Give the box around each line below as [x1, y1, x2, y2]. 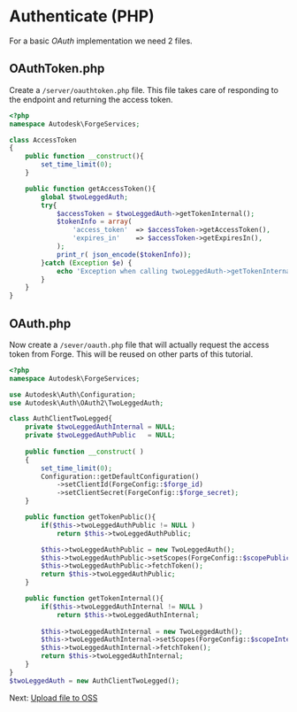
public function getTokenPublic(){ [25, 513, 156, 522]
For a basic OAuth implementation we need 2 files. [9, 35, 193, 46]
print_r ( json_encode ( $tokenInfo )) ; [56, 250, 192, 259]
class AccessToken [9, 135, 77, 144]
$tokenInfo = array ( [56, 217, 133, 227]
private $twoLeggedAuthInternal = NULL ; [25, 422, 176, 431]
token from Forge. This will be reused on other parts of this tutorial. [9, 348, 254, 360]
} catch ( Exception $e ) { [41, 259, 133, 267]
